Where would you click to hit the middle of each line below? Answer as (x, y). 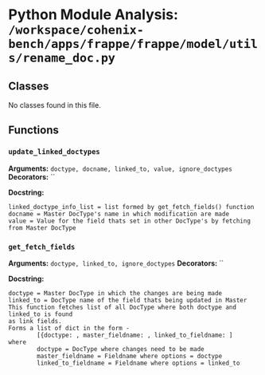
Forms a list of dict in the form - (69, 328)
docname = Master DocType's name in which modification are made (119, 214)
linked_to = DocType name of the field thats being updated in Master (128, 300)
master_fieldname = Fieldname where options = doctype (130, 356)
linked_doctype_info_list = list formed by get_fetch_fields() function (131, 207)
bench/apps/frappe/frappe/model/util (133, 44)
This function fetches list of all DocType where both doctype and (123, 307)
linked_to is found (41, 314)
